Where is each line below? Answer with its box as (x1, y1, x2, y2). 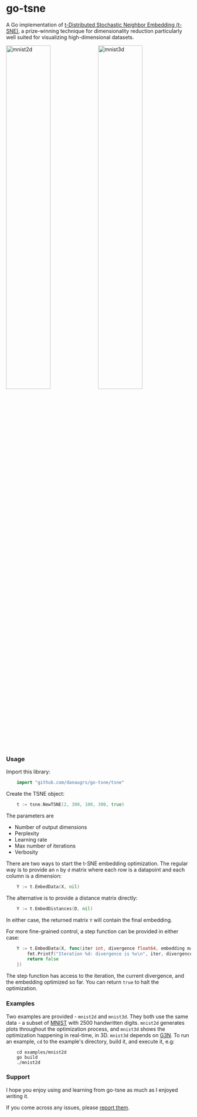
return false (27, 956, 59, 962)
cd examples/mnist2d (16, 1049, 67, 1055)
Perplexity (14, 830, 39, 837)
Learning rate (14, 836, 47, 843)
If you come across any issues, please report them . (6, 1103, 130, 1111)
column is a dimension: (6, 872, 62, 879)
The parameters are (6, 812, 54, 819)
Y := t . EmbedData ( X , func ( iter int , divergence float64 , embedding (16, 945, 185, 951)
